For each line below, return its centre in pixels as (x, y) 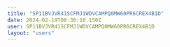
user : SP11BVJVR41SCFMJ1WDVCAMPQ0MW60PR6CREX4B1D (81, 26)
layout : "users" (31, 33)
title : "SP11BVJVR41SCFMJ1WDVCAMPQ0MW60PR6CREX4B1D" (86, 13)
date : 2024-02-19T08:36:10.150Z (54, 20)
